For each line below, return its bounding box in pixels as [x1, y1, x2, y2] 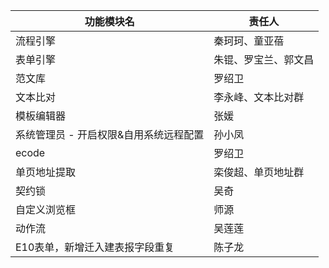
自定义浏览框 [15, 203, 77, 216]
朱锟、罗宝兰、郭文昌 [213, 53, 315, 66]
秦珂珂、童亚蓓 [213, 34, 285, 48]
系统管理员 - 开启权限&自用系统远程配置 [15, 128, 205, 141]
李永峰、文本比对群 [213, 90, 305, 104]
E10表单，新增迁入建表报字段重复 [15, 240, 175, 254]
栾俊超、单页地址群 [213, 165, 305, 179]
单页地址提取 [15, 165, 77, 179]
